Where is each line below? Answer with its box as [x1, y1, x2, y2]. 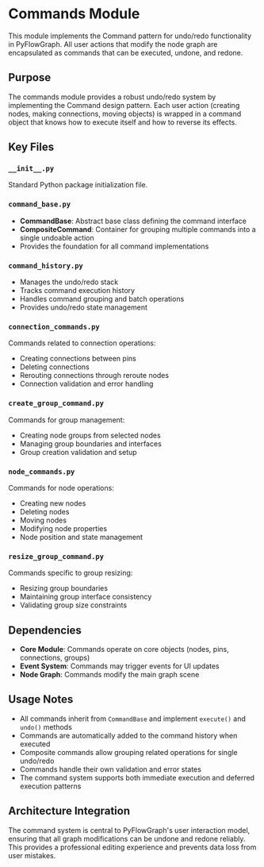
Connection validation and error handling [19, 379, 154, 389]
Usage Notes [8, 692, 74, 707]
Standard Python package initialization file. [8, 180, 148, 190]
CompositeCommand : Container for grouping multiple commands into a [19, 224, 256, 234]
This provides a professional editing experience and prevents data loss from [8, 842, 257, 852]
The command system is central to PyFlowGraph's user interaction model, [8, 825, 251, 834]
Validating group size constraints [19, 600, 128, 610]
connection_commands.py [8, 322, 101, 331]
